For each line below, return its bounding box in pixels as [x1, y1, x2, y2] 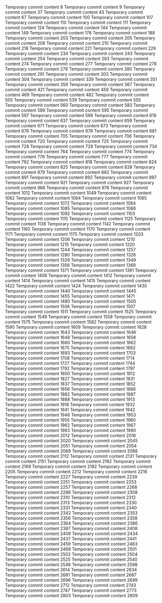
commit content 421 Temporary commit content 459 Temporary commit [5, 87, 148, 92]
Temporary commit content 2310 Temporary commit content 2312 [5, 495, 136, 500]
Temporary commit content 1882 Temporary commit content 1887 [5, 391, 136, 397]
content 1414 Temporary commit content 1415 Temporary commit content [5, 278, 151, 283]
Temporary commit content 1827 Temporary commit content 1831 [5, 376, 135, 381]
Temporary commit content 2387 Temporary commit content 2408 [5, 526, 138, 531]
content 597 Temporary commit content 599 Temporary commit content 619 [5, 113, 157, 118]
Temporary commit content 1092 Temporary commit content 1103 [5, 211, 135, 216]
